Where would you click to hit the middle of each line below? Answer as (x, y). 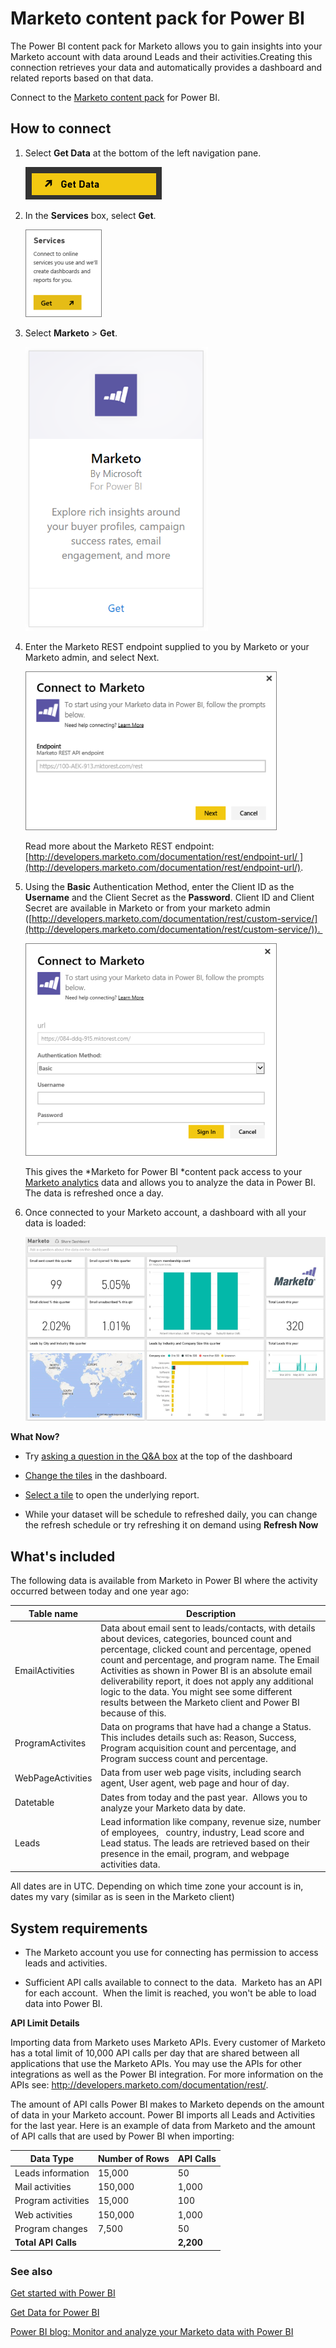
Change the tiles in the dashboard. (96, 1476)
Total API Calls (45, 2243)
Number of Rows (133, 2158)
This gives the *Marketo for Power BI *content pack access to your (163, 1171)
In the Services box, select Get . (90, 215)
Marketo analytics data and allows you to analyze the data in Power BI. (170, 1182)
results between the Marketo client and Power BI (200, 1702)
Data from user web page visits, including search (201, 1773)
